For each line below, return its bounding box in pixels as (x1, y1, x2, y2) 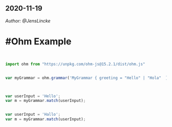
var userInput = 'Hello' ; (5, 93, 60, 99)
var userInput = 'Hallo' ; (5, 112, 60, 117)
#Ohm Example (5, 36, 72, 47)
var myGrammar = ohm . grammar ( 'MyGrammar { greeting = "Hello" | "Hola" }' (5, 75, 170, 80)
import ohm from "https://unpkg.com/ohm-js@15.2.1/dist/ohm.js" (5, 61, 145, 67)
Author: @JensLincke (5, 17, 51, 24)
